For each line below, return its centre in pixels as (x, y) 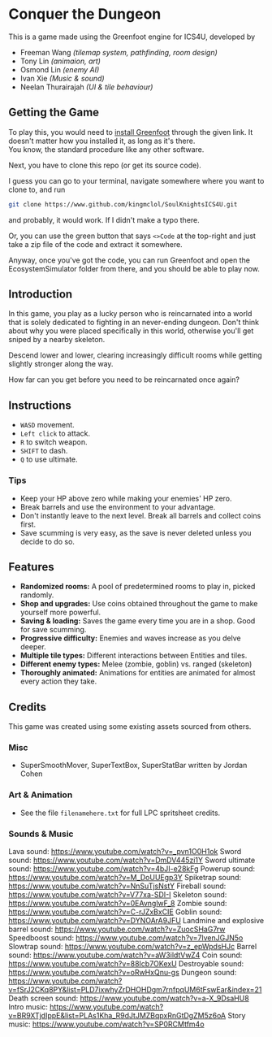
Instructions (40, 405)
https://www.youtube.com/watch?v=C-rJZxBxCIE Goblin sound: (115, 912)
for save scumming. (53, 630)
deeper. (33, 647)
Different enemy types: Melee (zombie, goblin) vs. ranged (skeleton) (136, 664)
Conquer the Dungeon (85, 14)
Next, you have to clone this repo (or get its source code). (105, 165)
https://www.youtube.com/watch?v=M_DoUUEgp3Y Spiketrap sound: (125, 878)
